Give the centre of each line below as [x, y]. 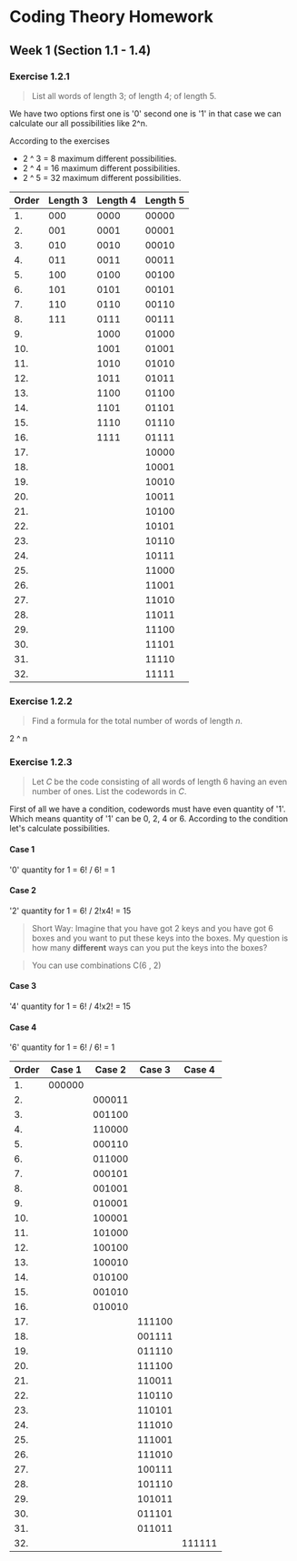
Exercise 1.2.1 [40, 76]
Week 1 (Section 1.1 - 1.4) [80, 50]
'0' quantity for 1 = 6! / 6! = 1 [62, 870]
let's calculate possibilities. [60, 829]
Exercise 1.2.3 [41, 762]
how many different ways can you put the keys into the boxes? [149, 947]
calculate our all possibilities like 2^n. [79, 123]
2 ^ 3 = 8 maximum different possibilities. [99, 158]
